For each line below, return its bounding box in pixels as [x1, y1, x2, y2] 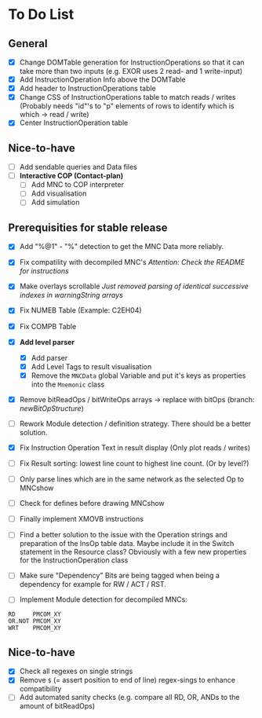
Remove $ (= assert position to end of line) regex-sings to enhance [19, 676, 235, 685]
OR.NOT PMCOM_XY [8, 617, 61, 625]
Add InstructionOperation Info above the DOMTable [19, 75, 186, 84]
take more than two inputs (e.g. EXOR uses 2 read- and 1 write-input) [19, 67, 243, 76]
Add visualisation [31, 189, 87, 198]
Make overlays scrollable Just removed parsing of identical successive [19, 281, 249, 291]
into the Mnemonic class [31, 379, 105, 389]
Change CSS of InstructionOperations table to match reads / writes [19, 93, 236, 102]
